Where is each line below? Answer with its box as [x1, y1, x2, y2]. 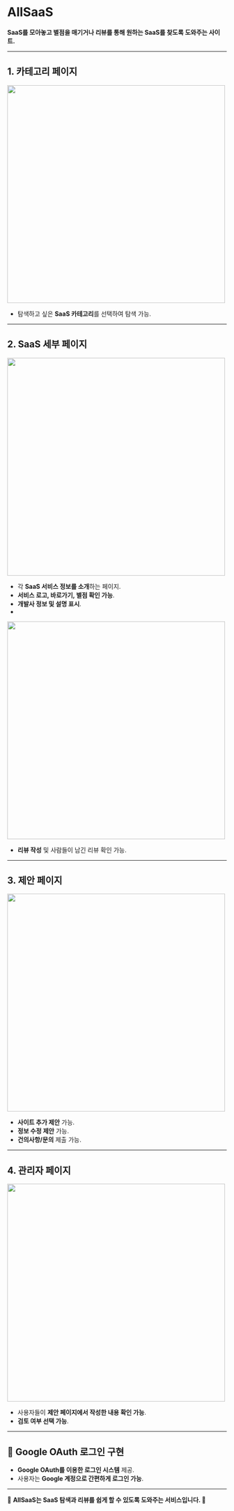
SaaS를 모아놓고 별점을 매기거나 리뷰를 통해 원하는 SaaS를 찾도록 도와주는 [7, 28, 208, 36]
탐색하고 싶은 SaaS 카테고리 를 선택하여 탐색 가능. [17, 309, 152, 318]
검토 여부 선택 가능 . [17, 1417, 69, 1425]
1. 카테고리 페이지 [7, 66, 78, 77]
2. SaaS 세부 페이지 [7, 339, 87, 351]
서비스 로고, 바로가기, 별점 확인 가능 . [17, 590, 115, 599]
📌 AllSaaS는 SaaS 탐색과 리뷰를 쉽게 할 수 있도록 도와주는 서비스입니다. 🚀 [7, 1496, 207, 1504]
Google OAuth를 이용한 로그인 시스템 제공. [17, 1466, 134, 1474]
